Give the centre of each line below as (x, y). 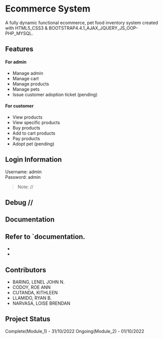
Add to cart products (34, 133)
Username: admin (23, 172)
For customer (19, 106)
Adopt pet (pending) (33, 144)
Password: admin (23, 177)
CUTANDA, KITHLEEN (35, 292)
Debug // (19, 202)
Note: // (25, 187)
